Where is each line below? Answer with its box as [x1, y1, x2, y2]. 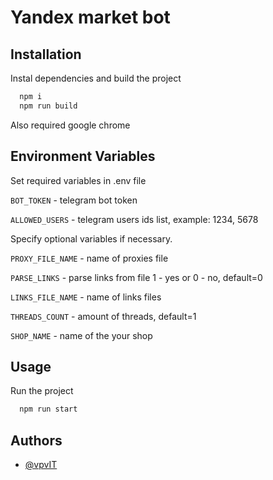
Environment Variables [10, 148, 156, 165]
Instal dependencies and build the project [10, 72, 182, 84]
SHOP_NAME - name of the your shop [10, 329, 153, 341]
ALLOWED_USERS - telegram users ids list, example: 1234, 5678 [10, 213, 259, 225]
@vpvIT [24, 459, 58, 471]
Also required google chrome [10, 119, 131, 131]
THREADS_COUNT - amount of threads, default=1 [10, 310, 197, 322]
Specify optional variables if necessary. [10, 232, 173, 245]
